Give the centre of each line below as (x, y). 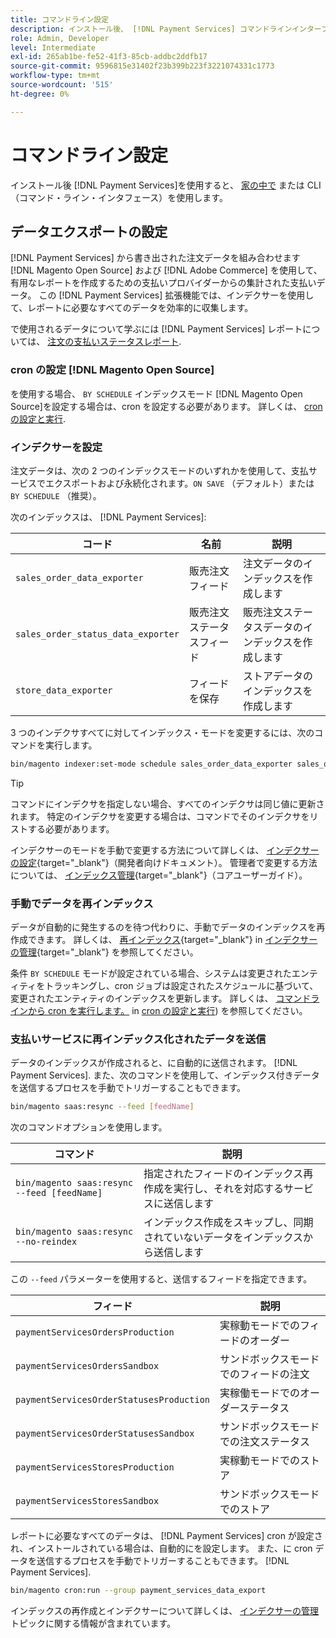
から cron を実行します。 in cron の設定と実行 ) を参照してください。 (167, 1011)
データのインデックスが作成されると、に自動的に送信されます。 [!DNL (154, 1063)
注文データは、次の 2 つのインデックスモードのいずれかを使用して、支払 (159, 470)
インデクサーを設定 (56, 447)
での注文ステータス (265, 1442)
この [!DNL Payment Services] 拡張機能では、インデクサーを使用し (176, 295)
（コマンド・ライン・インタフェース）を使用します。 (119, 197)
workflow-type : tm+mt (55, 76)
